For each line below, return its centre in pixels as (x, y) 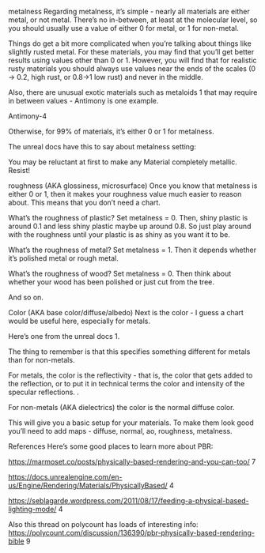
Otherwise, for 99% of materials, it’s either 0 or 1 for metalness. (112, 131)
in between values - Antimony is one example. (83, 101)
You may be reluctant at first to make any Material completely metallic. (123, 162)
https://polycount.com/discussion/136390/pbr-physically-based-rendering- (132, 533)
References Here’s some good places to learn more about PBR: (111, 446)
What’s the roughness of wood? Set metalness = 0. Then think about (120, 273)
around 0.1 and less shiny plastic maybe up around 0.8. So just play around (130, 226)
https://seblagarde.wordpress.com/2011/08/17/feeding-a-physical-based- (129, 500)
